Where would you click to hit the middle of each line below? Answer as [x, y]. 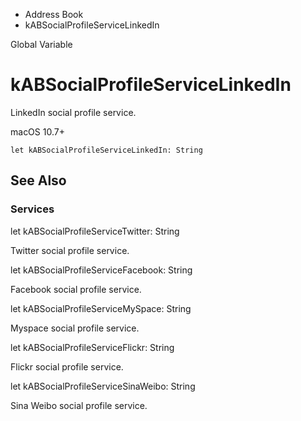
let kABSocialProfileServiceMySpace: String [101, 308]
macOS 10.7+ [37, 131]
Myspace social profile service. [75, 328]
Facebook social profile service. [76, 289]
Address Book [54, 14]
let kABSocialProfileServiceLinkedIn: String [106, 150]
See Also [38, 180]
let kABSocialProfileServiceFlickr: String [92, 347]
